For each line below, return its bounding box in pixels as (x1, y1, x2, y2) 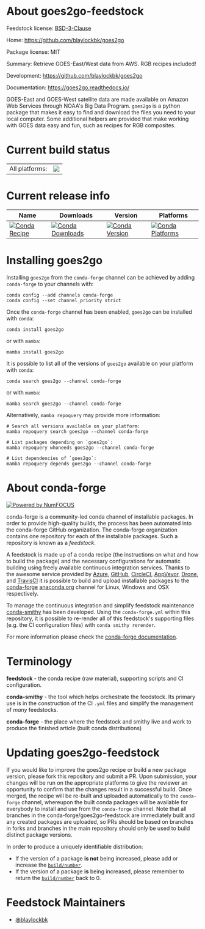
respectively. (6, 590, 38, 597)
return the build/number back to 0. (15, 874, 101, 881)
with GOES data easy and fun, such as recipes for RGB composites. (6, 121, 176, 129)
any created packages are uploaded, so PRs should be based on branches (6, 818, 194, 825)
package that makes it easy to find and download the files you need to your (6, 108, 196, 116)
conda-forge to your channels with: (6, 280, 94, 287)
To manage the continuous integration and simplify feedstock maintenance (6, 601, 195, 609)
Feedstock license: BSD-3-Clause (6, 24, 92, 32)
